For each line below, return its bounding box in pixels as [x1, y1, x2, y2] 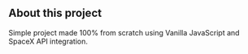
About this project [8, 6, 102, 20]
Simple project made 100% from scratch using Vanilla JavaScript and [8, 27, 240, 37]
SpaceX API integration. [8, 36, 88, 46]
